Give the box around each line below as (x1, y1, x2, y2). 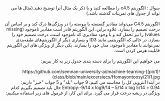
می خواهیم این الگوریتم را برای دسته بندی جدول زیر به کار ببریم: (41, 58, 160, 64)
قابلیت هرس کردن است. (114, 47, 160, 53)
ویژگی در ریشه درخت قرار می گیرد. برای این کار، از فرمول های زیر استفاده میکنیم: (5, 90, 160, 95)
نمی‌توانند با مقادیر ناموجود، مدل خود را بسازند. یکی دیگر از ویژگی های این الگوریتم (6, 42, 160, 48)
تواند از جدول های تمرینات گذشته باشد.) (86, 10, 160, 16)
